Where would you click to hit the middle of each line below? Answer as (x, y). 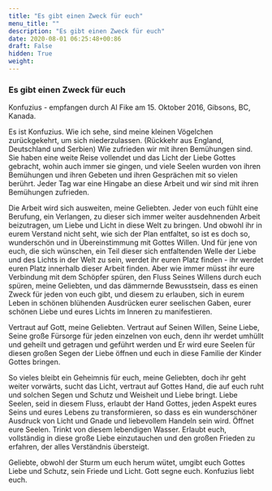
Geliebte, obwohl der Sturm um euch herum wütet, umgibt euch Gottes (127, 463)
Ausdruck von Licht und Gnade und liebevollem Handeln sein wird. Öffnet (131, 421)
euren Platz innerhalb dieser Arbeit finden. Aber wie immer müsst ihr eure (132, 268)
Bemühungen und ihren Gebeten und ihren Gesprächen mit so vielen (123, 175)
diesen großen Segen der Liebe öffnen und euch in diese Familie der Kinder (135, 354)
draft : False (30, 46)
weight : (22, 62)
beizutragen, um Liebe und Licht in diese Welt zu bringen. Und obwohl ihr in (135, 225)
